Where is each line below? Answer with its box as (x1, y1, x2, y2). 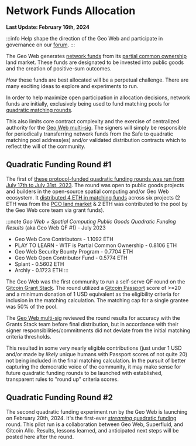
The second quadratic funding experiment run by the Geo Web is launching (6, 408, 188, 415)
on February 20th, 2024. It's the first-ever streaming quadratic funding (6, 414, 177, 421)
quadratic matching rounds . (6, 106, 73, 113)
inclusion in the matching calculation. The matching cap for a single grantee (6, 296, 189, 303)
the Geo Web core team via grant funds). (6, 207, 105, 214)
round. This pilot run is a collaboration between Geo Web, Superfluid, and (6, 421, 183, 428)
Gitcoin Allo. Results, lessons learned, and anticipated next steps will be (6, 427, 180, 434)
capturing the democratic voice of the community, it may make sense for (6, 363, 181, 370)
